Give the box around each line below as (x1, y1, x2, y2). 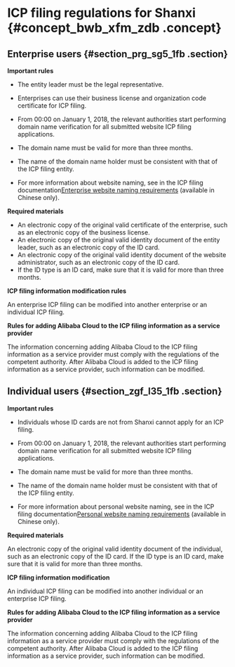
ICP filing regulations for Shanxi (7, 5, 196, 21)
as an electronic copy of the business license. (17, 228, 150, 237)
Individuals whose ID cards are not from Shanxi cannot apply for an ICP (17, 418, 224, 426)
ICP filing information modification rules (7, 287, 127, 295)
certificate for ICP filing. (17, 101, 87, 110)
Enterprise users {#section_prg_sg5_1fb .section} (7, 48, 228, 60)
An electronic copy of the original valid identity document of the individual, (7, 544, 223, 553)
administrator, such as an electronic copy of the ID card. (17, 258, 180, 266)
